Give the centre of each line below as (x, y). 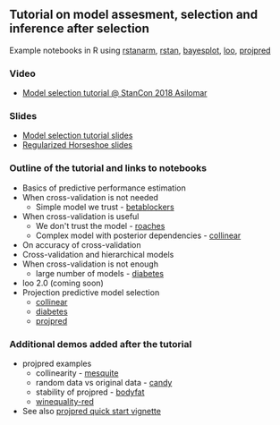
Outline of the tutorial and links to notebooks (108, 168)
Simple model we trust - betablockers (105, 207)
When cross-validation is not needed (90, 197)
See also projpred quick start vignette (91, 411)
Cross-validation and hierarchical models (98, 254)
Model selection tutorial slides (77, 136)
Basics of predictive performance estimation (104, 188)
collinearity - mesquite (77, 373)
